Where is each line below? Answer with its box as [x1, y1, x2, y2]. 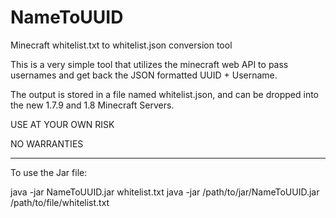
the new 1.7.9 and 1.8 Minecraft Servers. [10, 99, 175, 111]
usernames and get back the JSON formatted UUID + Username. [10, 69, 278, 81]
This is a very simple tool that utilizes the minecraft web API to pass [10, 58, 289, 70]
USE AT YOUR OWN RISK [10, 118, 115, 130]
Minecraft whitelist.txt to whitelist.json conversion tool [10, 39, 233, 51]
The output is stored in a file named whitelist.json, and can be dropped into [10, 88, 319, 100]
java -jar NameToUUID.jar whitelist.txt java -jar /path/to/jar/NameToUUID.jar [10, 186, 320, 198]
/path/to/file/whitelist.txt [10, 196, 110, 208]
